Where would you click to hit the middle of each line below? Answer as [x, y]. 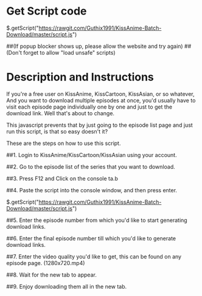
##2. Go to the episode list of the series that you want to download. [91, 166]
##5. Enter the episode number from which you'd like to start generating [97, 220]
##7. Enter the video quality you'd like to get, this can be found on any [94, 257]
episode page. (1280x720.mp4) [46, 263]
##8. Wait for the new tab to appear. [52, 275]
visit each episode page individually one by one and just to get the [89, 107]
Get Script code [47, 11]
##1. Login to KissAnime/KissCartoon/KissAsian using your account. [92, 155]
